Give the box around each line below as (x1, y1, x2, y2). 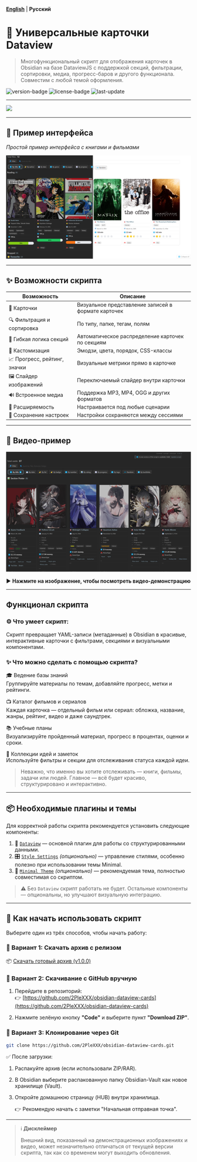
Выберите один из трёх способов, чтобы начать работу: (6, 929, 147, 936)
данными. (14, 846, 40, 853)
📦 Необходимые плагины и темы (6, 804, 137, 814)
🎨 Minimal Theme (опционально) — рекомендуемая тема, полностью (14, 867, 185, 874)
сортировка (8, 324, 39, 331)
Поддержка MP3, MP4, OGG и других (77, 389, 170, 396)
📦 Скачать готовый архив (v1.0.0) (6, 957, 91, 964)
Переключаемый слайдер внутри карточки (77, 376, 186, 383)
